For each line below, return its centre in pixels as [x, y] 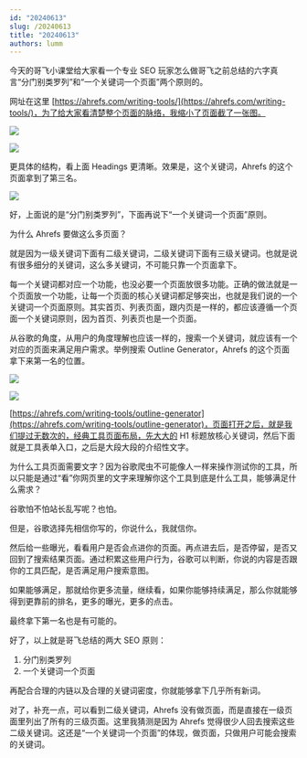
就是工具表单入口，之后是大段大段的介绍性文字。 [101, 447]
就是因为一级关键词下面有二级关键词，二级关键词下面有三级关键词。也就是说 [153, 253]
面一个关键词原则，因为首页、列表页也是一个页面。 [106, 319]
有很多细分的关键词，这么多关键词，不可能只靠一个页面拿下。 [126, 265]
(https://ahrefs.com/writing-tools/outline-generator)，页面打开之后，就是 [147, 424]
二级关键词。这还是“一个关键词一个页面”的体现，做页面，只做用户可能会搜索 [153, 733]
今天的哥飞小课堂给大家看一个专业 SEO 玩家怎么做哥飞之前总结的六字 [140, 70]
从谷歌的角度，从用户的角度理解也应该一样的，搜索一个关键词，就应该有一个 [153, 338]
